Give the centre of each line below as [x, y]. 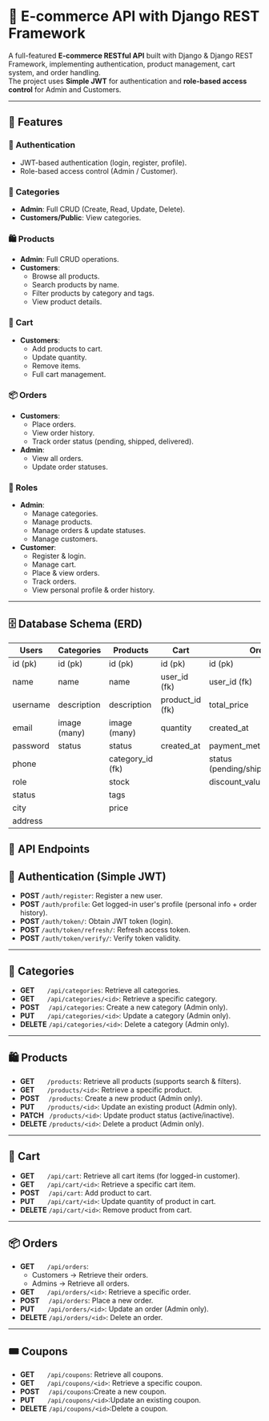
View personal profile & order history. [93, 590]
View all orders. [58, 458]
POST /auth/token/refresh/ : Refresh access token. [105, 930]
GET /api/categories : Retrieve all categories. [100, 990]
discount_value [237, 781]
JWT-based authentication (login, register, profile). [103, 163]
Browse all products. [66, 276]
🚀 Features [36, 122]
